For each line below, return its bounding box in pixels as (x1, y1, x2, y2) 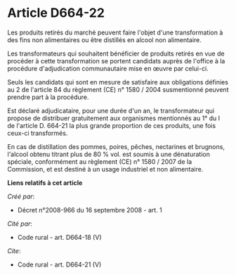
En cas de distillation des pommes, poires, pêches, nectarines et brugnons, (7, 142, 225, 151)
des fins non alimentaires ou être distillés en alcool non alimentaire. (7, 35, 202, 44)
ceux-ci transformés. (7, 129, 68, 137)
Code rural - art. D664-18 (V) (17, 233, 102, 241)
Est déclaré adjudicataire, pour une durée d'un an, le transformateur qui (7, 106, 215, 115)
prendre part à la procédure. (7, 93, 89, 101)
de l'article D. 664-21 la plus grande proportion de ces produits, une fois (7, 121, 216, 129)
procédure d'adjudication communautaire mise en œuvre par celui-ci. (7, 64, 209, 72)
